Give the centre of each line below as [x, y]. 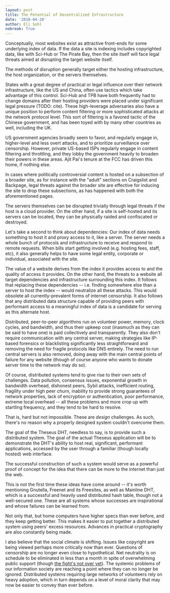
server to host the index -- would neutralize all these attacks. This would [81, 291]
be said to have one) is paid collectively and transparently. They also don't [83, 333]
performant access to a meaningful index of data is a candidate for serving [83, 307]
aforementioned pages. [30, 196]
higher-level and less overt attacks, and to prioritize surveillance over [78, 143]
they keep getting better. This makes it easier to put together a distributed [82, 521]
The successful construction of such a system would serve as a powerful [82, 464]
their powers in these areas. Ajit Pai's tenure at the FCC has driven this [79, 159]
